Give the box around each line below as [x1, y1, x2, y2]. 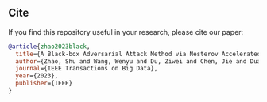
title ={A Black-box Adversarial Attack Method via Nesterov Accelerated [15, 50, 261, 58]
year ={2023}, [15, 72, 59, 80]
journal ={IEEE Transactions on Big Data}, [15, 65, 158, 73]
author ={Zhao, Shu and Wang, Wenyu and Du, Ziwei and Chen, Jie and [15, 57, 247, 66]
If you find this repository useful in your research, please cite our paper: [8, 27, 244, 36]
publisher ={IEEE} [15, 79, 73, 88]
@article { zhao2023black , [8, 43, 91, 51]
